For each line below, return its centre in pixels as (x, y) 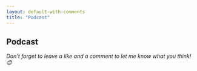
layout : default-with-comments (46, 12)
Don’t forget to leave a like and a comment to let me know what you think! (99, 56)
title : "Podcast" (28, 17)
